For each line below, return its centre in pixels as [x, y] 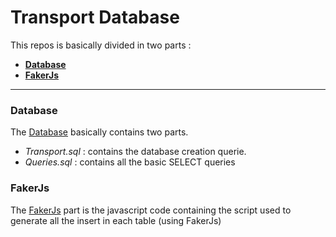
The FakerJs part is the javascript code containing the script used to [151, 210]
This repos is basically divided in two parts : [101, 45]
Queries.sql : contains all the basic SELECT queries [130, 162]
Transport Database [95, 17]
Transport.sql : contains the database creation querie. [135, 152]
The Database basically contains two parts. [99, 132]
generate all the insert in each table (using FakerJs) [116, 220]
